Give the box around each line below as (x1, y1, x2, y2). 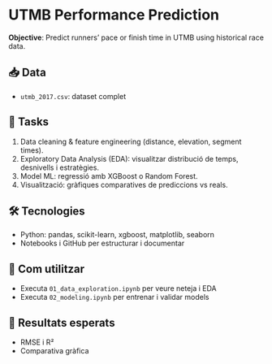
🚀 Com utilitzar (8, 262, 85, 275)
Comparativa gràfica (19, 346, 89, 355)
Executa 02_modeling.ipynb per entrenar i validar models (19, 292, 209, 302)
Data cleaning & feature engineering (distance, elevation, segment (19, 136, 242, 146)
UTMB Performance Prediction (8, 6, 220, 24)
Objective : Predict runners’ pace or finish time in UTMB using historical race (8, 32, 264, 42)
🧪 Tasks (8, 115, 50, 129)
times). (19, 145, 44, 155)
